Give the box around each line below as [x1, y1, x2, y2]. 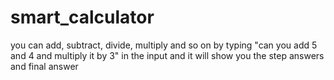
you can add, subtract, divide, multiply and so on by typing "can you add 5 [10, 39, 318, 51]
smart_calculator [10, 6, 155, 29]
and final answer [10, 60, 79, 72]
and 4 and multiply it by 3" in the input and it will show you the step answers [10, 49, 325, 61]
